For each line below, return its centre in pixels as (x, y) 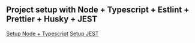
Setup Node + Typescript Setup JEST (52, 33)
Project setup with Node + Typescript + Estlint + (98, 10)
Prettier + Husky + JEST (52, 19)
